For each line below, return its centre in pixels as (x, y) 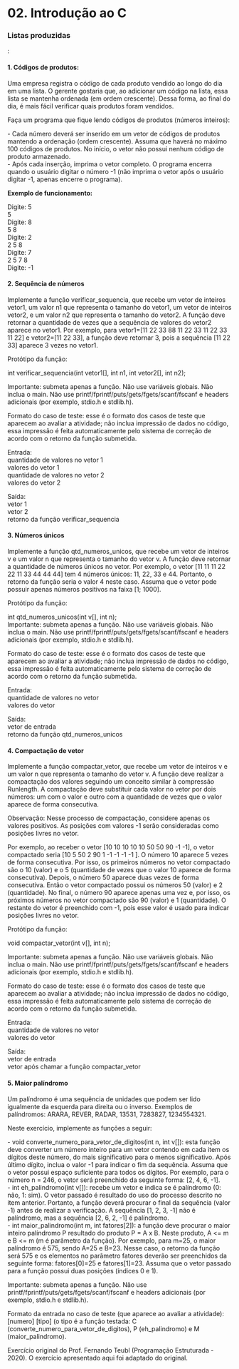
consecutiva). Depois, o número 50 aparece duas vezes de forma (103, 878)
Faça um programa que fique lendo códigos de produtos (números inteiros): (119, 120)
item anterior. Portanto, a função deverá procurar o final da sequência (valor (119, 1202)
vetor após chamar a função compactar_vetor (74, 1067)
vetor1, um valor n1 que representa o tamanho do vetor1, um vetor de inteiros (119, 307)
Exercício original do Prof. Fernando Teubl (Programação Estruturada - (111, 1350)
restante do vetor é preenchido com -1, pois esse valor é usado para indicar (118, 908)
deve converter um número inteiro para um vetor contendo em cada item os (118, 1149)
